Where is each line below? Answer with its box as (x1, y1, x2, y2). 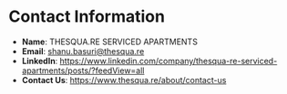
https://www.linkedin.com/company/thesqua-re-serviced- (59, 55, 278, 66)
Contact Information (8, 6, 166, 27)
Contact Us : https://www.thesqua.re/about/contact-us (21, 74, 227, 85)
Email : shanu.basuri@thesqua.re (21, 45, 145, 56)
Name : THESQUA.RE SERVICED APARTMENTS (21, 36, 198, 47)
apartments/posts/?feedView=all (21, 65, 145, 76)
